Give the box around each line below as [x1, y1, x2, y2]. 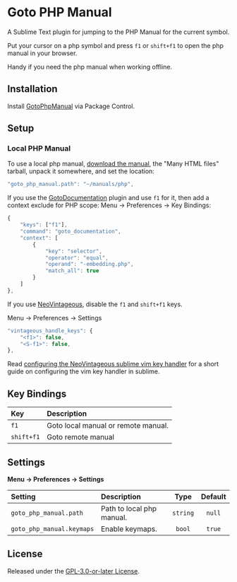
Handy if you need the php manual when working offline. [7, 62, 173, 71]
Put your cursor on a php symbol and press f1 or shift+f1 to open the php [7, 41, 224, 50]
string [172, 508, 195, 517]
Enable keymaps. [101, 524, 157, 534]
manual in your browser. [7, 49, 78, 57]
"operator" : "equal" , [44, 254, 109, 262]
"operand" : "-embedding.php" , [44, 261, 134, 268]
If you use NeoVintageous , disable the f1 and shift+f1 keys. [7, 300, 183, 308]
